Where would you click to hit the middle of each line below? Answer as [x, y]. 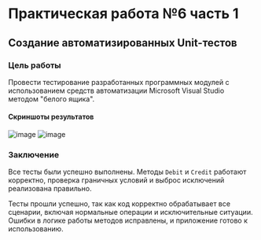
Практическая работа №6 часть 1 [123, 14]
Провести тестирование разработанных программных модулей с [119, 82]
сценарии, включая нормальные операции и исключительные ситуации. [130, 212]
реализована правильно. [50, 189]
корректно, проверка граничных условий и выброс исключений [116, 180]
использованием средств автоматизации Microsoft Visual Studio [116, 90]
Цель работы [35, 65]
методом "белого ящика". [51, 98]
